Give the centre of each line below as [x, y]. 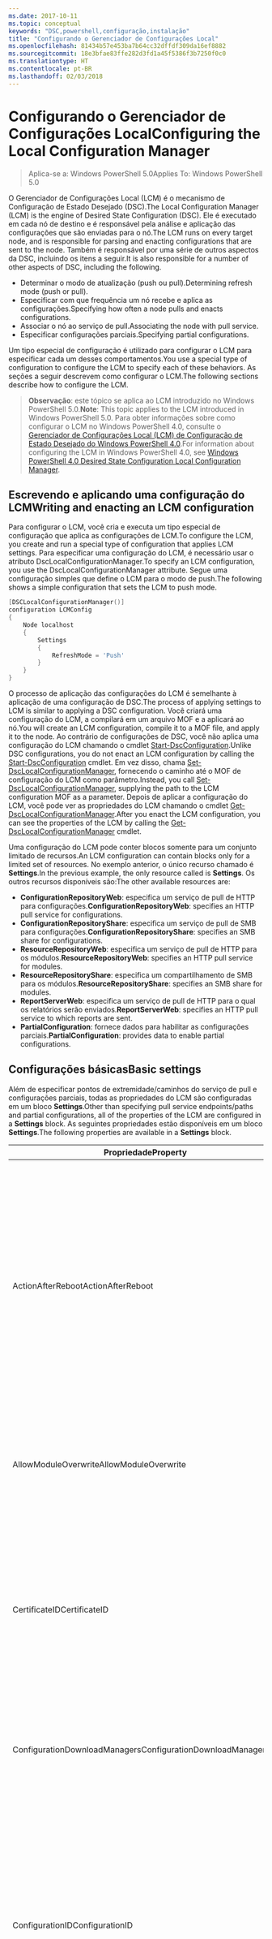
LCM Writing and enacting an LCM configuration [132, 507]
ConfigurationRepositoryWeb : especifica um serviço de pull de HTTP [138, 897]
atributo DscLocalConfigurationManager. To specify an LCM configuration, [132, 562]
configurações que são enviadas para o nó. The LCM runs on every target [131, 232]
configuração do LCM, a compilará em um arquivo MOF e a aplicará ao [126, 719]
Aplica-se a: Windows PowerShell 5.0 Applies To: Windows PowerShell [145, 173]
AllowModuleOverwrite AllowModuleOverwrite [99, 1464]
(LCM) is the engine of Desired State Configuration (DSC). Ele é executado [132, 215]
